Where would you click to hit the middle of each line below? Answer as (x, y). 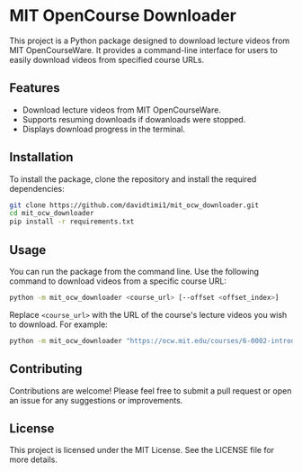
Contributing (46, 369)
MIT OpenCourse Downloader (123, 16)
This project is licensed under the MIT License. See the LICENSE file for (142, 450)
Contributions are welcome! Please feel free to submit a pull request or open (151, 390)
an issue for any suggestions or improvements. (96, 400)
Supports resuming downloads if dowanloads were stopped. (134, 119)
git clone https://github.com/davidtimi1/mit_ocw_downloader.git (134, 205)
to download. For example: (58, 324)
